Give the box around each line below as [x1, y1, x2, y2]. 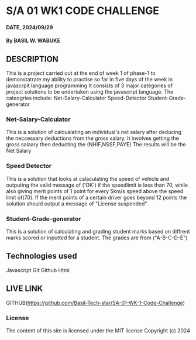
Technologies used [6, 251, 77, 261]
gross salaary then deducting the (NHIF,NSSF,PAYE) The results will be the [6, 141, 186, 148]
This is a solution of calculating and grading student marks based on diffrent [6, 228, 190, 235]
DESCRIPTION [6, 54, 59, 64]
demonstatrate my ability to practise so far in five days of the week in [6, 76, 173, 83]
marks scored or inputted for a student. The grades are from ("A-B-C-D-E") [6, 234, 188, 241]
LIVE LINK [6, 284, 43, 294]
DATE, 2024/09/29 [6, 23, 53, 30]
